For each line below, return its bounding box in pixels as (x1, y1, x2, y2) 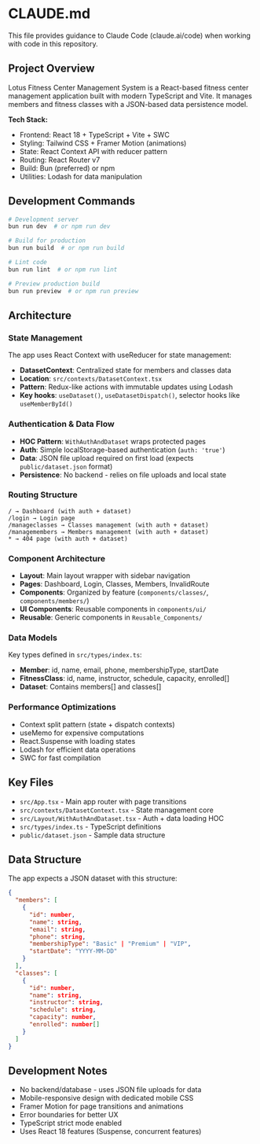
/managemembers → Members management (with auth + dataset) (8, 528, 210, 535)
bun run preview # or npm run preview (8, 287, 139, 295)
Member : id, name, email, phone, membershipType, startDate (19, 665, 219, 675)
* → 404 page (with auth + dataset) (8, 535, 128, 543)
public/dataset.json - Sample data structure (19, 830, 166, 840)
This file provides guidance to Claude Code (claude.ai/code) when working (8, 31, 251, 40)
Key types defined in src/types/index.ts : (8, 650, 143, 660)
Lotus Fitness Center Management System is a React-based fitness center (8, 83, 249, 92)
